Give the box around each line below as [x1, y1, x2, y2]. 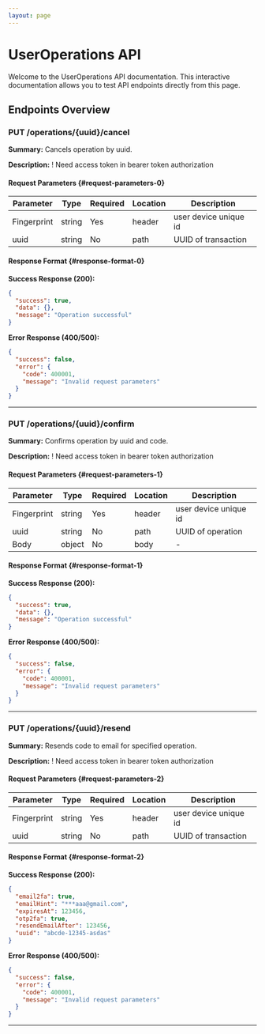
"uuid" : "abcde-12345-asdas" [15, 930, 111, 938]
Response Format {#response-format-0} [8, 256, 145, 266]
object [60, 538, 84, 549]
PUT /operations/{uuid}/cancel [8, 126, 130, 138]
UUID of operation [175, 526, 243, 537]
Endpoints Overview [8, 103, 110, 116]
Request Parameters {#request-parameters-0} [8, 178, 166, 187]
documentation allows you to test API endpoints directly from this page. [8, 80, 241, 89]
